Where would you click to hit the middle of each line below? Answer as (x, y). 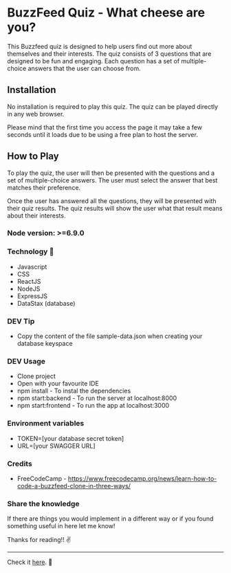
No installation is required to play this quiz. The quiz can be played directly (113, 106)
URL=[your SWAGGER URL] (56, 446)
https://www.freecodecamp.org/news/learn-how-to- (142, 478)
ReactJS (29, 281)
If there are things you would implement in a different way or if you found (110, 519)
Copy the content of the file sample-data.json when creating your (110, 336)
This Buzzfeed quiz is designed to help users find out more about (100, 46)
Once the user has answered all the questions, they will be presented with (112, 200)
